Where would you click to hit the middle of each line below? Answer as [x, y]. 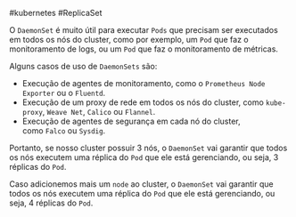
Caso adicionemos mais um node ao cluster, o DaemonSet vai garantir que [141, 184]
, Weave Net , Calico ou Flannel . [99, 112]
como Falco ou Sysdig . [64, 131]
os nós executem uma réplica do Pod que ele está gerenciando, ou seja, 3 [144, 157]
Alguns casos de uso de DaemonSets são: [83, 66]
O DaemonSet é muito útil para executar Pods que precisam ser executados [144, 30]
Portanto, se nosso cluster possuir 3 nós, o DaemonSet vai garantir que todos [148, 148]
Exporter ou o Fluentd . [64, 93]
